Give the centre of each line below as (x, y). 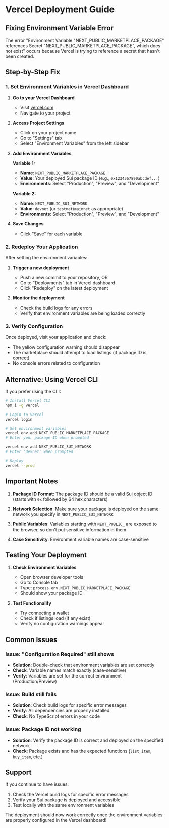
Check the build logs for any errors (56, 308)
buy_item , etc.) (27, 757)
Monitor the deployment (38, 298)
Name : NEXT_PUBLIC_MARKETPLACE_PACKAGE (63, 173)
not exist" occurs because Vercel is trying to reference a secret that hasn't (83, 51)
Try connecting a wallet (44, 613)
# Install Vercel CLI (28, 401)
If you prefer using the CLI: (33, 392)
